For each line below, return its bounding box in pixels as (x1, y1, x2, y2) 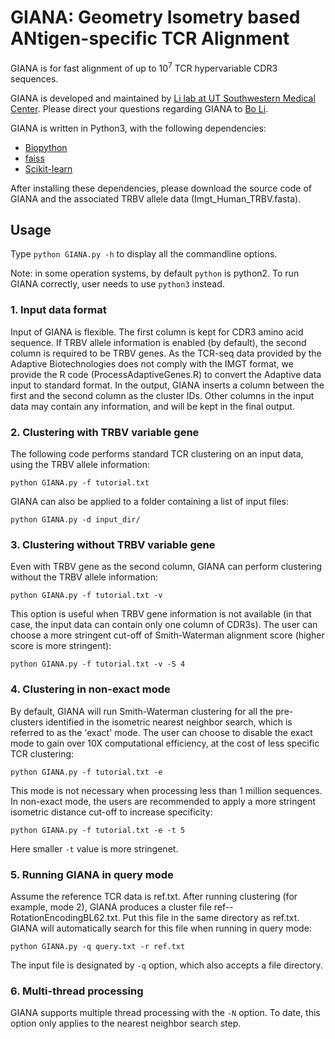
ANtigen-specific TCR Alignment (10, 27, 290, 50)
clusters (10, 716, 44, 728)
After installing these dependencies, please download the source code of (10, 182, 313, 194)
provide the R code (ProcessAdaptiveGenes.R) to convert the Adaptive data (10, 368, 322, 380)
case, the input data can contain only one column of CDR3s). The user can (10, 619, 318, 631)
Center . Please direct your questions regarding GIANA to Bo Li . (10, 102, 269, 115)
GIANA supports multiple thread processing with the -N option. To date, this (10, 1007, 321, 1019)
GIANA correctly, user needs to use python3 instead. (10, 278, 225, 290)
